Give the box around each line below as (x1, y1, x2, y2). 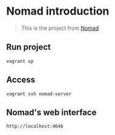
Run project (6, 42, 51, 52)
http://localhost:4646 (6, 123, 64, 130)
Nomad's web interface (6, 107, 97, 117)
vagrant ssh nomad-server (6, 91, 71, 97)
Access (6, 75, 35, 85)
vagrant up (6, 58, 34, 64)
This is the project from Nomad (21, 24, 99, 32)
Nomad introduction (6, 4, 110, 18)
